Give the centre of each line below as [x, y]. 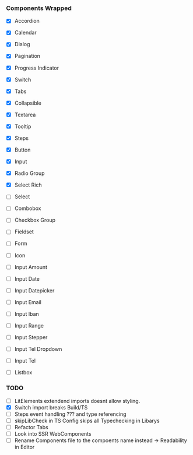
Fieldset [24, 232]
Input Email [28, 302]
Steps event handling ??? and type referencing [70, 414]
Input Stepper [31, 337]
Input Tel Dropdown [38, 349]
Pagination [27, 56]
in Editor [24, 447]
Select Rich [28, 185]
